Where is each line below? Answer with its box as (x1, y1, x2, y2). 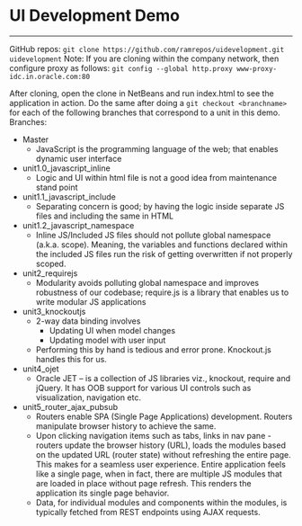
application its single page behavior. (35, 487, 170, 498)
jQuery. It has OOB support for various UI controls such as (35, 382, 252, 393)
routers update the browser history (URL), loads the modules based (35, 440, 286, 450)
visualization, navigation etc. (35, 392, 142, 403)
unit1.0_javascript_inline (22, 163, 111, 174)
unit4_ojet (22, 363, 60, 374)
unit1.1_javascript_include (22, 191, 117, 202)
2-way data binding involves (35, 316, 141, 326)
